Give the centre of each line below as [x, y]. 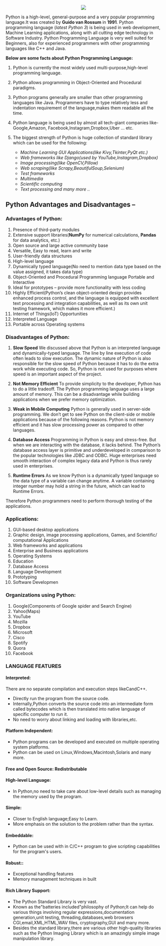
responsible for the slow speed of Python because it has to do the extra [85, 363]
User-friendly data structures [42, 256]
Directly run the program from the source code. [61, 698]
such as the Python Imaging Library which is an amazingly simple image [86, 933]
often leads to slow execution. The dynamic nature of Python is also [82, 358]
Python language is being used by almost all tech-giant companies [81, 123]
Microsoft [22, 632]
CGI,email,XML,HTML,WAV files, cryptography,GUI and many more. [81, 922]
